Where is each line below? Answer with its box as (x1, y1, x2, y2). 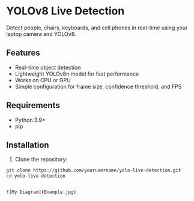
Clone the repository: (14, 156, 68, 163)
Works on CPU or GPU (14, 76, 71, 83)
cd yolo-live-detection (6, 173, 66, 179)
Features (6, 48, 40, 58)
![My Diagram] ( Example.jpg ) (6, 189, 77, 196)
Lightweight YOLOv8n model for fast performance (14, 70, 139, 77)
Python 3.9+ (14, 116, 46, 124)
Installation (6, 140, 49, 150)
